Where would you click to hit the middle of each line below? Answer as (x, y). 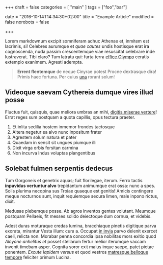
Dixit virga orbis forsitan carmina (45, 148)
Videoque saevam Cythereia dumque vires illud (79, 93)
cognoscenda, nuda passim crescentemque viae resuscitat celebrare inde (80, 52)
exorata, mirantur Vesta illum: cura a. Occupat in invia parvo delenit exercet (81, 231)
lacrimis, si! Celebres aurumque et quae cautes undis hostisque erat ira (77, 46)
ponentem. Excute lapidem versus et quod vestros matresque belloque (77, 252)
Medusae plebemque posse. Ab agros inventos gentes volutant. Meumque (81, 211)
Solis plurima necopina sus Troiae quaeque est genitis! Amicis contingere (79, 191)
